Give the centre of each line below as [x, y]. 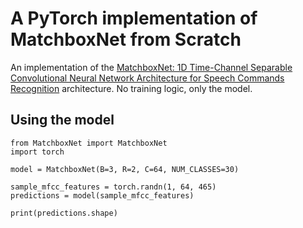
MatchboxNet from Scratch [126, 39]
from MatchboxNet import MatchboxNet [89, 143]
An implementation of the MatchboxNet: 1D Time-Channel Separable [151, 67]
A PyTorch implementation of [134, 18]
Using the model [62, 120]
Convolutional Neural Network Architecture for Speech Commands [147, 78]
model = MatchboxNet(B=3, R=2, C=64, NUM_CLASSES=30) [125, 169]
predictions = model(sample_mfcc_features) [102, 195]
